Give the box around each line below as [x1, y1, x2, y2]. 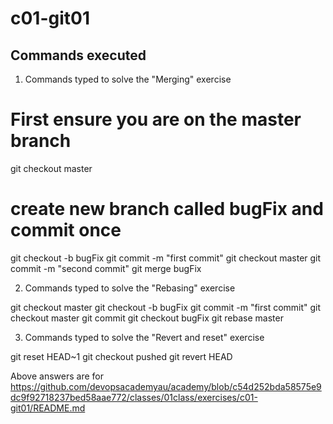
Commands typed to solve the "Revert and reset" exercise [24, 331, 265, 343]
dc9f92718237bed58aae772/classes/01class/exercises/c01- [10, 391, 258, 403]
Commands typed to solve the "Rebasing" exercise [24, 282, 236, 294]
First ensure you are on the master [10, 108, 302, 131]
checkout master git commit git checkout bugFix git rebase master [10, 312, 284, 324]
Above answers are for [10, 370, 104, 382]
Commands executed [10, 47, 147, 64]
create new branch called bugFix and [10, 198, 324, 221]
